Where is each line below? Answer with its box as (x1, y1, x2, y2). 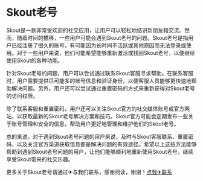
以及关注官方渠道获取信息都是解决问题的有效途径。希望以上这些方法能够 (16, 140, 197, 148)
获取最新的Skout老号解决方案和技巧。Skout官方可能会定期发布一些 (22, 112, 188, 119)
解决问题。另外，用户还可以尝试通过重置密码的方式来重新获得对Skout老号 (11, 84, 195, 92)
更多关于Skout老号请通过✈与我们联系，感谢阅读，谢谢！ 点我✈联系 (6, 168, 173, 176)
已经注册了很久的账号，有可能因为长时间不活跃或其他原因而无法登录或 (11, 42, 186, 49)
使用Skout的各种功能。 (6, 57, 63, 64)
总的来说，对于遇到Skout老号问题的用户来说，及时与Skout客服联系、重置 (6, 133, 188, 140)
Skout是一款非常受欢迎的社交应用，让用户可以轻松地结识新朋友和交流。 (6, 27, 185, 34)
